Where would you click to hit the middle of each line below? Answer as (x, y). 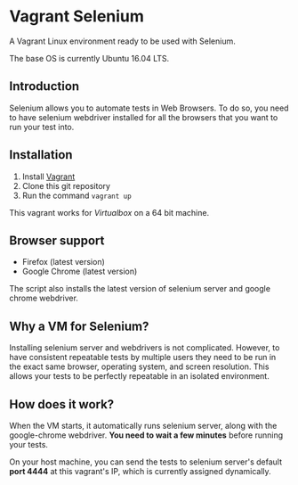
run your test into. (42, 127)
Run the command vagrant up (77, 195)
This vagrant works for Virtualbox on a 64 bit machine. (109, 212)
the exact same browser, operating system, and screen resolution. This (139, 366)
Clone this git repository (66, 185)
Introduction (44, 86)
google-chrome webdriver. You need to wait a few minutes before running (146, 435)
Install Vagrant (48, 177)
